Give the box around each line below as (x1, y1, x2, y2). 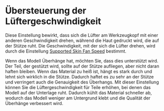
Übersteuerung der (5, 5, 86, 16)
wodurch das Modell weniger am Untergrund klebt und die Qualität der (5, 95, 151, 101)
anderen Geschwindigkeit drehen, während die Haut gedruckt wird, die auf (5, 37, 159, 43)
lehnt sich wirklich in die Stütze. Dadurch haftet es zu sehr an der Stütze (5, 73, 154, 79)
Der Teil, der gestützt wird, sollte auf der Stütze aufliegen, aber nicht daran (5, 63, 159, 69)
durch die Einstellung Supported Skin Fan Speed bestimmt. (5, 48, 126, 54)
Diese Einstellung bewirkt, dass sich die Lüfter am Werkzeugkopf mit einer (5, 32, 158, 38)
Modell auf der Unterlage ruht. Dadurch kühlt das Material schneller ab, (5, 89, 152, 95)
